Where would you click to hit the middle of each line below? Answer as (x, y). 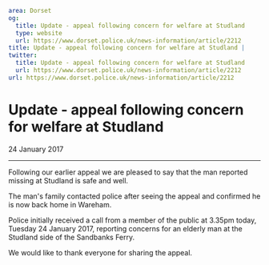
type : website (39, 33)
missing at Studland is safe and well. (68, 180)
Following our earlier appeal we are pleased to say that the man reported (128, 172)
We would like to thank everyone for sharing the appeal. (100, 252)
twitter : (23, 55)
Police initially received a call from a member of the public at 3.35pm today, (132, 220)
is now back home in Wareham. (60, 204)
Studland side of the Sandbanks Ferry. (72, 237)
